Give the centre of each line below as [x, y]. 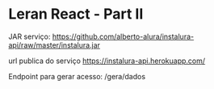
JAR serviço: [29, 36]
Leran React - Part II [76, 14]
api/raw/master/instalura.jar [55, 44]
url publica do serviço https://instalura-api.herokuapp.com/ [107, 61]
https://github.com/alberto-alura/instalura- [123, 36]
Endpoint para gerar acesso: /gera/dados [77, 76]
